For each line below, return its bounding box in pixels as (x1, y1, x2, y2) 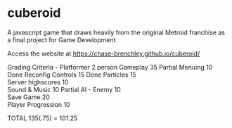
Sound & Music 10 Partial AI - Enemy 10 (7, 85, 121, 94)
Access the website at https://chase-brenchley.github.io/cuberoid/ (7, 49, 200, 58)
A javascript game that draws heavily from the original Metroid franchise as (7, 28, 225, 37)
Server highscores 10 (7, 77, 69, 86)
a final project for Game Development (7, 35, 116, 44)
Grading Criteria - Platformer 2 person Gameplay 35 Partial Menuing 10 (7, 63, 213, 71)
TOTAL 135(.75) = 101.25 (7, 114, 78, 122)
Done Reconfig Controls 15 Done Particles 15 (7, 70, 137, 79)
